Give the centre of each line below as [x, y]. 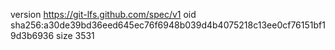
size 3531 [75, 35]
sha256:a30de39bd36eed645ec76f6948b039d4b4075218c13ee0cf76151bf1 [168, 25]
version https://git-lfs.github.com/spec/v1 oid [103, 14]
